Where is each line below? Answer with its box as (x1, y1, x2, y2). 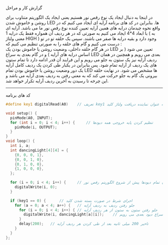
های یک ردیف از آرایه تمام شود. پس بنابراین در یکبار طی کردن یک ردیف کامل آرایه (5, 62, 157, 68)
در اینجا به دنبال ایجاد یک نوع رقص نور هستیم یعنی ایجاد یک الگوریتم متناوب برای (5, 14, 153, 20)
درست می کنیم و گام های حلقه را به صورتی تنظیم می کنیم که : (5, 41, 122, 47)
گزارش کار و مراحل (5, 5, 42, 10)
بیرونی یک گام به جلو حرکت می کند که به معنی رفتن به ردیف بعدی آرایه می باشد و (5, 73, 158, 78)
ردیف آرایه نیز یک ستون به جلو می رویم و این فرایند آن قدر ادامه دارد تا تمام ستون (5, 57, 157, 62)
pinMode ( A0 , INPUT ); (10, 115, 53, 121)
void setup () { (5, 111, 37, 116)
